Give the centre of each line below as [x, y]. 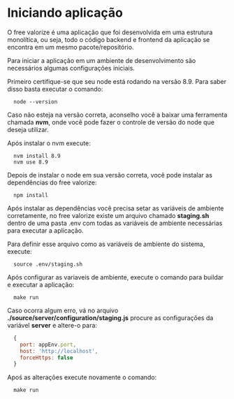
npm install [31, 195]
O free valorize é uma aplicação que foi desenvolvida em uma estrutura [110, 32]
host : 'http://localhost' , [59, 351]
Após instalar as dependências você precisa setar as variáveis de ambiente [116, 208]
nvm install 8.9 [37, 156]
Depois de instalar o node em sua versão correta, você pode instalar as [110, 175]
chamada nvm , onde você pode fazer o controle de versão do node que [111, 122]
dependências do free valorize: [52, 182]
